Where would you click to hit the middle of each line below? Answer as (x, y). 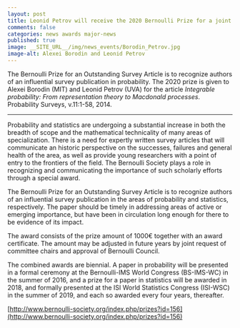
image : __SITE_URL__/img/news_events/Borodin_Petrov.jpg (94, 47)
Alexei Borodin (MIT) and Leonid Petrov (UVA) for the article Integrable (111, 89)
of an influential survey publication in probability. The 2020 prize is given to (119, 81)
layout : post (27, 14)
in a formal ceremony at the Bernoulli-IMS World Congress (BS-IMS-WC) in (118, 272)
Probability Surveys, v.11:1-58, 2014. (60, 104)
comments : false (31, 27)
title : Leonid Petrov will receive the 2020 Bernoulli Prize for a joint (120, 21)
